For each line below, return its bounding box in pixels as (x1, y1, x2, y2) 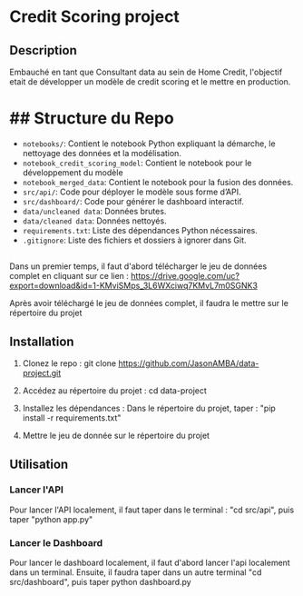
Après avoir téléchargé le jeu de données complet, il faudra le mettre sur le (9, 298, 288, 309)
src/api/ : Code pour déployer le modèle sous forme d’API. (22, 186, 242, 197)
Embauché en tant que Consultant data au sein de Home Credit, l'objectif (9, 66, 283, 77)
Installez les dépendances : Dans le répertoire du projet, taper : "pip (22, 402, 277, 414)
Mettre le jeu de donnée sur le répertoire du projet (22, 430, 210, 442)
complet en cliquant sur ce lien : (9, 271, 130, 282)
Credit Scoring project (9, 6, 180, 27)
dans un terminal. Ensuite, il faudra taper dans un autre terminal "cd (9, 567, 262, 578)
